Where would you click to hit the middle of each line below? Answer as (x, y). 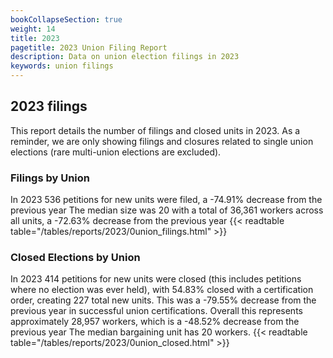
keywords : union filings (62, 66)
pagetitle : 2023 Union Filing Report (89, 47)
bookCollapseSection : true (66, 19)
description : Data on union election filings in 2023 (125, 57)
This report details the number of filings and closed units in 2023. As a (155, 130)
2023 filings (49, 106)
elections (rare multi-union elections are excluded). (116, 152)
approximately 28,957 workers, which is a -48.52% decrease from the (155, 322)
